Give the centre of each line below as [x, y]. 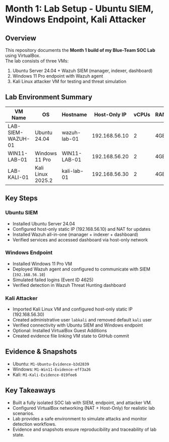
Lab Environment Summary [49, 97]
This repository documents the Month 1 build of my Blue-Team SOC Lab [80, 50]
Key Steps [21, 198]
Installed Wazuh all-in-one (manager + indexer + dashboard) [75, 234]
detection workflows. [34, 424]
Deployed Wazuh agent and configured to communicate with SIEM [81, 269]
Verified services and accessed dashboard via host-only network [80, 239]
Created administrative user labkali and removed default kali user [82, 320]
